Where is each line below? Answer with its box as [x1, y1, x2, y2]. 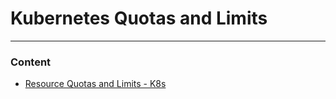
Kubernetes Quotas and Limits [10, 7, 268, 30]
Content [10, 55, 52, 69]
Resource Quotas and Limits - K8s [24, 78, 167, 90]
